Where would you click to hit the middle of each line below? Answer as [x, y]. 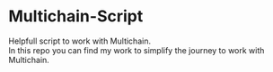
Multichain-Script [76, 16]
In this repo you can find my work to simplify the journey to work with [136, 50]
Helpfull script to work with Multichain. [80, 41]
